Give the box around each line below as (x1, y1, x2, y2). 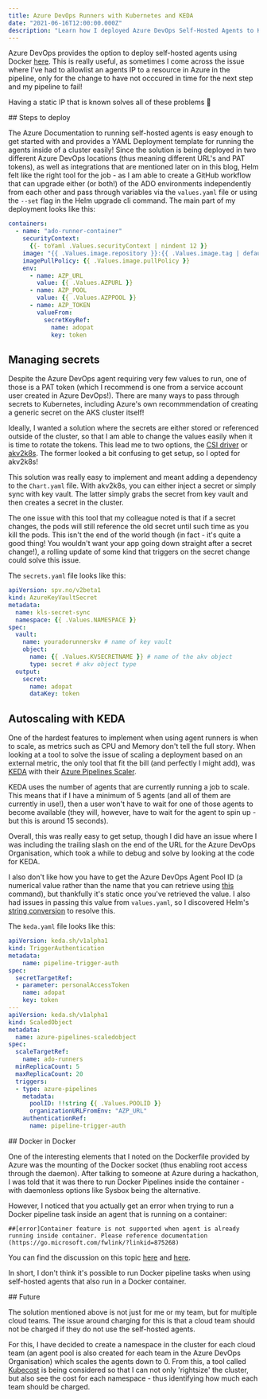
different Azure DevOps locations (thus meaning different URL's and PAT (8, 154, 246, 163)
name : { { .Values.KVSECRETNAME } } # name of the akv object (29, 653, 233, 661)
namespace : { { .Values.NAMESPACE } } (15, 616, 137, 624)
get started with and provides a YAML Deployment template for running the (8, 137, 254, 146)
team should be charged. (8, 1381, 91, 1391)
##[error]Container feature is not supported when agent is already (8, 1225, 240, 1233)
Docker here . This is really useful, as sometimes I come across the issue (8, 57, 245, 66)
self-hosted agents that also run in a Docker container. (8, 1276, 187, 1286)
